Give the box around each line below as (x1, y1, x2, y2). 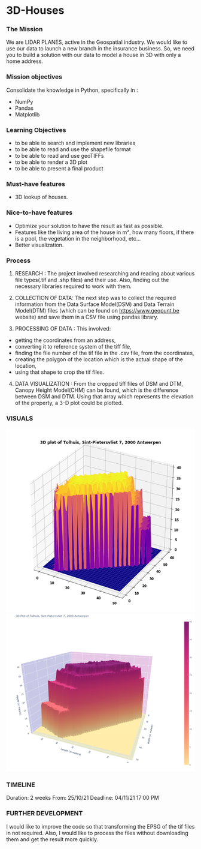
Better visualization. (14, 241, 64, 248)
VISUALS (6, 414, 33, 422)
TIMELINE (6, 781, 35, 789)
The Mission (6, 25, 43, 34)
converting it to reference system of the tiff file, (14, 343, 132, 350)
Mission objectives (6, 73, 63, 81)
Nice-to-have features (6, 208, 73, 217)
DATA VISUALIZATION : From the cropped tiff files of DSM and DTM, (14, 380, 184, 387)
